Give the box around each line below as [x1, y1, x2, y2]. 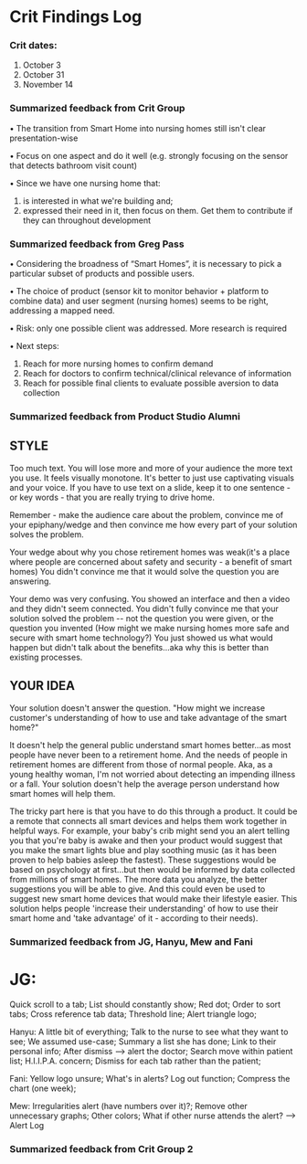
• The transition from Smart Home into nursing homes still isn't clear [9, 122, 267, 133]
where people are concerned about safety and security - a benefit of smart [9, 556, 292, 567]
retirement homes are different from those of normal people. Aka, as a [9, 758, 273, 769]
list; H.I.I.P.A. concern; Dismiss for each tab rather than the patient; [9, 1055, 261, 1066]
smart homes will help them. [9, 788, 116, 799]
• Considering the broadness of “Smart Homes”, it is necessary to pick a [9, 259, 282, 270]
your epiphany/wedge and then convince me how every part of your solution [9, 519, 298, 530]
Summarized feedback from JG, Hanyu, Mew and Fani [9, 935, 253, 947]
